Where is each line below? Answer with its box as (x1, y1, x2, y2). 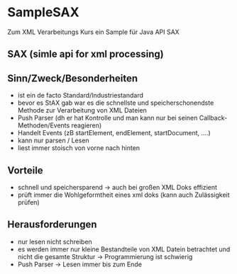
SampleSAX (7, 4, 79, 21)
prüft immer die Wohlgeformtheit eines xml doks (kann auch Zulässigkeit (17, 190, 230, 199)
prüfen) (17, 198, 40, 206)
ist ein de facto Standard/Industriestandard (17, 91, 144, 100)
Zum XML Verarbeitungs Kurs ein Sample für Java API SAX (7, 28, 180, 36)
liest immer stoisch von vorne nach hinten (17, 144, 140, 152)
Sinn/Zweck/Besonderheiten (7, 72, 138, 84)
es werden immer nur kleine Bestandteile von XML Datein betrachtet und (17, 245, 231, 253)
